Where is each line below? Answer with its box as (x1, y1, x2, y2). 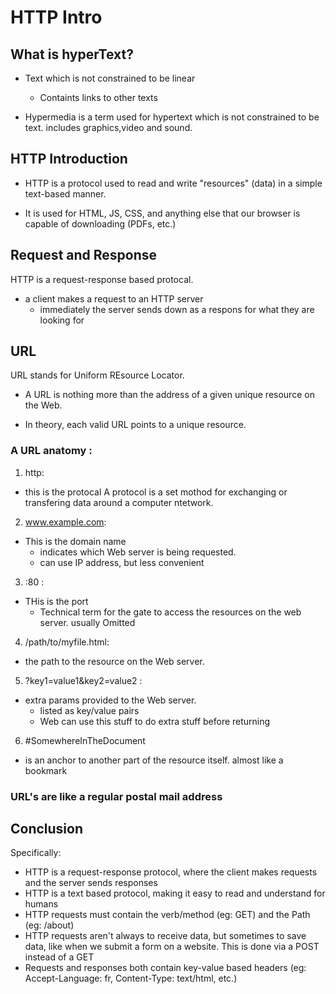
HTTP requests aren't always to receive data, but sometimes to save (24, 930, 307, 942)
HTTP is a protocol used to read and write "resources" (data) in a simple (24, 177, 323, 189)
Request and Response (10, 247, 158, 264)
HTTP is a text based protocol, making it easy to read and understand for (24, 887, 326, 900)
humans (24, 898, 59, 910)
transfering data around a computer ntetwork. (24, 496, 214, 508)
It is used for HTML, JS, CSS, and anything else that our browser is (24, 207, 301, 219)
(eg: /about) (24, 919, 75, 931)
